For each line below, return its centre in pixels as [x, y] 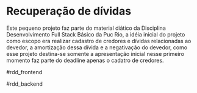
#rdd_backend [24, 84]
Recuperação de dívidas [69, 11]
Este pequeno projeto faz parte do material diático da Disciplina [86, 28]
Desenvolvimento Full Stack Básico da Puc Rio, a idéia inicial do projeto [96, 34]
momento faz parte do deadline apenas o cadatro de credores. [85, 60]
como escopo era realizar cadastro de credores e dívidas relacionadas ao [99, 41]
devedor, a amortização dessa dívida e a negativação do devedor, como [97, 47]
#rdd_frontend [24, 72]
